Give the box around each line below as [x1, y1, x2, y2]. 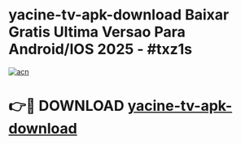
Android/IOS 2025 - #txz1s [8, 40, 193, 58]
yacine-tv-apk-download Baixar [8, 6, 230, 24]
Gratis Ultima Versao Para [8, 23, 186, 41]
